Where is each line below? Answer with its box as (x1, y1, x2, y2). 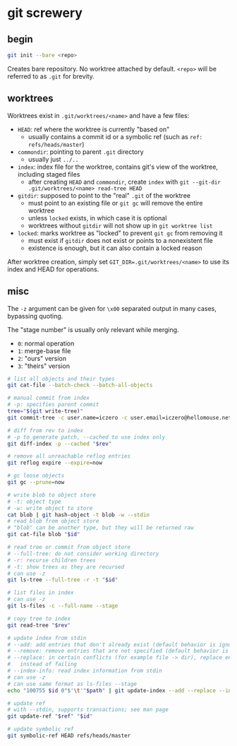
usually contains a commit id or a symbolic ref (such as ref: (28, 132, 203, 141)
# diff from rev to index (7, 427, 83, 434)
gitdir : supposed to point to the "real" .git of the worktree (17, 191, 190, 199)
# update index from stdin (7, 634, 87, 641)
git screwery (7, 5, 83, 21)
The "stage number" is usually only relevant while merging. (7, 325, 179, 333)
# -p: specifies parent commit (7, 401, 99, 408)
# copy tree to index (7, 615, 71, 622)
